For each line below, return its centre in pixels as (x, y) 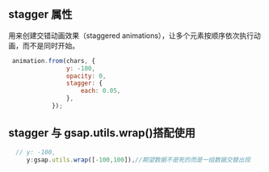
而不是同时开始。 (50, 45)
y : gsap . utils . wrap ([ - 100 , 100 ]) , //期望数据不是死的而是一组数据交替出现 (139, 160)
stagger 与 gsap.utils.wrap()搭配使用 (102, 133)
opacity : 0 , (86, 76)
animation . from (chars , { (53, 61)
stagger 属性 (40, 15)
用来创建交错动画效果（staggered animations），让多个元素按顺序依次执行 (131, 36)
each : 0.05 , (101, 91)
